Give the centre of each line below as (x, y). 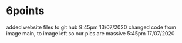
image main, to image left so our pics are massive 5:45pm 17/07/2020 (90, 33)
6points (25, 11)
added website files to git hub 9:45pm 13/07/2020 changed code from (91, 27)
